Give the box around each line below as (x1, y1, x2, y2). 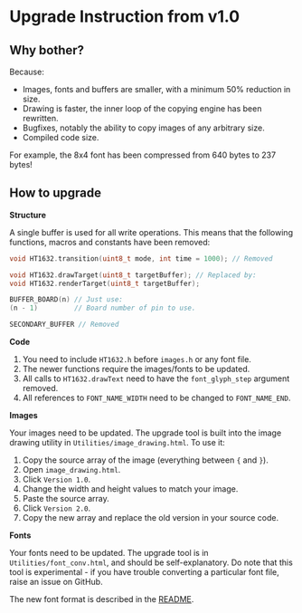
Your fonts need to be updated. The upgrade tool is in (9, 548, 210, 559)
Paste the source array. (22, 493, 110, 504)
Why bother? (9, 43, 84, 58)
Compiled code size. (22, 132, 99, 142)
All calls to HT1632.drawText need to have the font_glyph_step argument (22, 373, 290, 384)
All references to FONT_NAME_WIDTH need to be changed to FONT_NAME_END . (22, 392, 291, 404)
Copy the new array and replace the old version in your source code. (22, 512, 279, 523)
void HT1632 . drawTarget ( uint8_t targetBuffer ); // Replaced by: (9, 270, 257, 280)
